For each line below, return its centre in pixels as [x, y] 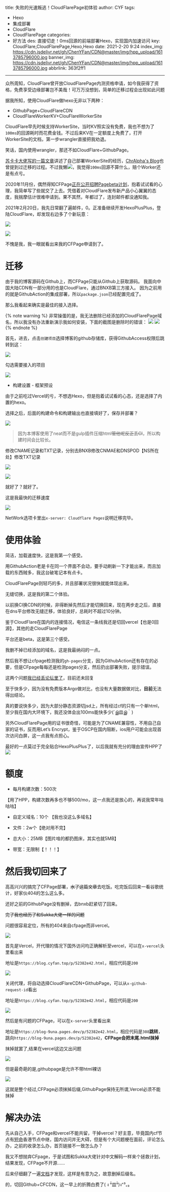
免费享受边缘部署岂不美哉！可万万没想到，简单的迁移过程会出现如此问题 [89, 90]
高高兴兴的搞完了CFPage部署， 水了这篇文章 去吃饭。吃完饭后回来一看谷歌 [82, 887]
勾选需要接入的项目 [25, 365]
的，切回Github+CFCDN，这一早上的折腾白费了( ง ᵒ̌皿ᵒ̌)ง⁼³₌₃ [68, 1184]
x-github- [137, 984]
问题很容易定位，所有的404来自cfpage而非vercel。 [59, 925]
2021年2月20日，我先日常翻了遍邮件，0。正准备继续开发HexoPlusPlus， [81, 208]
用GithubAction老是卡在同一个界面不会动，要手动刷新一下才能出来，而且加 [83, 566]
